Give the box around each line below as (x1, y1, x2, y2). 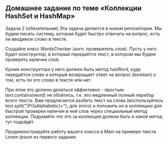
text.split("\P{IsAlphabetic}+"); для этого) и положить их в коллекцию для (5, 103, 162, 109)
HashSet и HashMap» (5, 12, 75, 21)
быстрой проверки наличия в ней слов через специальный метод (5, 108, 147, 114)
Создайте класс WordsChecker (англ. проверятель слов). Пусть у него (5, 45, 157, 52)
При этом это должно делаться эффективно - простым (5, 87, 124, 93)
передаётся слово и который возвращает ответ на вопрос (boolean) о (5, 71, 156, 78)
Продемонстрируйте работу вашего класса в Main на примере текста (5, 128, 156, 134)
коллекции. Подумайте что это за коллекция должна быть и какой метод (5, 113, 162, 119)
